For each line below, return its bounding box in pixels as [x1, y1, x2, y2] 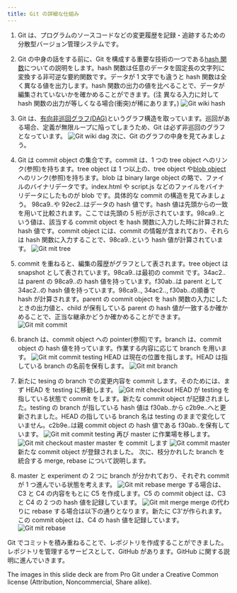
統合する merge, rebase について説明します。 [17, 456, 150, 465]
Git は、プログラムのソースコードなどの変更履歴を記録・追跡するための [17, 30, 226, 39]
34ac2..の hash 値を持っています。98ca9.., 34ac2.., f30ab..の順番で [17, 286, 216, 294]
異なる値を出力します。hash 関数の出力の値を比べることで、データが [23, 81, 225, 89]
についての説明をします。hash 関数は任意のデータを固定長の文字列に [23, 63, 225, 72]
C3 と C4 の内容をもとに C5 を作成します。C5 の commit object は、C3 [17, 489, 226, 497]
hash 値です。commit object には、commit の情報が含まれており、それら [17, 226, 230, 235]
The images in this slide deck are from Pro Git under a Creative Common [7, 570, 219, 578]
